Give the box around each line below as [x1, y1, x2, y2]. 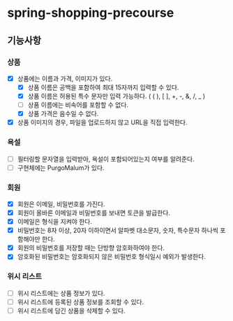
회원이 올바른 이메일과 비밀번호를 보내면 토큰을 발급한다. [17, 208, 171, 217]
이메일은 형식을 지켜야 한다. [17, 217, 93, 226]
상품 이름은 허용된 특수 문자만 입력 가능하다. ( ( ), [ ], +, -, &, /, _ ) [27, 92, 206, 100]
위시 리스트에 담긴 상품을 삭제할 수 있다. [17, 306, 126, 315]
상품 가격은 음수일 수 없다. [27, 110, 99, 118]
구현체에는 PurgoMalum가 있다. [17, 163, 105, 172]
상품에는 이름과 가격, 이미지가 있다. [17, 74, 113, 83]
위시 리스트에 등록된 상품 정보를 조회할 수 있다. [17, 297, 144, 306]
